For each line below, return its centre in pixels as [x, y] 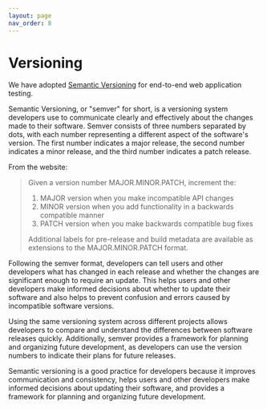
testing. [21, 94]
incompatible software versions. [61, 306]
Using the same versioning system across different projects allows [118, 322]
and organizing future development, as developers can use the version [125, 347]
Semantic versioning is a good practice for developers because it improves [132, 371]
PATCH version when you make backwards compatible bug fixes [147, 224]
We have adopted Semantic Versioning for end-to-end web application [125, 85]
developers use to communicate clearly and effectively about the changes [131, 118]
